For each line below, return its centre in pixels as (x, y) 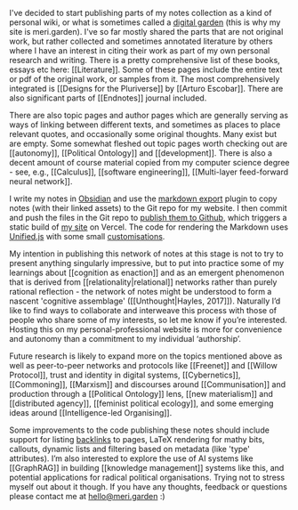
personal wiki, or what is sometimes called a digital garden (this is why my (145, 22)
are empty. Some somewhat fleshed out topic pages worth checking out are (148, 143)
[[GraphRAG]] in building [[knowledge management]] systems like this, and (147, 468)
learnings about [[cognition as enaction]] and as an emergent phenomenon (147, 272)
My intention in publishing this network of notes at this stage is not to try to (146, 254)
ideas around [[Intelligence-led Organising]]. (91, 413)
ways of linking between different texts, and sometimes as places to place (145, 125)
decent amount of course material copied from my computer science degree (149, 162)
